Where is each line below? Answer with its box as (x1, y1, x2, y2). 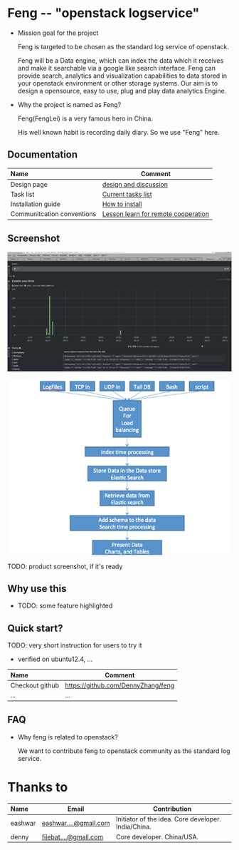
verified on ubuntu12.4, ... (17, 655, 93, 664)
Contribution (152, 804, 192, 813)
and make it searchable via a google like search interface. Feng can (17, 63, 216, 72)
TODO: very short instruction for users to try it (7, 641, 142, 650)
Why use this (7, 583, 67, 595)
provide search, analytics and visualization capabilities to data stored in (17, 71, 228, 80)
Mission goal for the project (17, 29, 99, 37)
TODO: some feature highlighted (17, 601, 113, 610)
